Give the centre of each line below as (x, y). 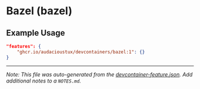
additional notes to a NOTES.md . (44, 81)
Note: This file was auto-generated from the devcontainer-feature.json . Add (99, 74)
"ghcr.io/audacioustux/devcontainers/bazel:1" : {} (81, 52)
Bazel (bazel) (39, 11)
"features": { (24, 46)
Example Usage (36, 33)
